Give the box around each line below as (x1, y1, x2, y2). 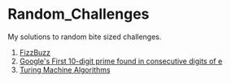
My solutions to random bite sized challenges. (7, 32, 162, 41)
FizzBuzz (19, 47, 50, 57)
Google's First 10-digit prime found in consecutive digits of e (19, 56, 223, 66)
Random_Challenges (7, 5, 150, 24)
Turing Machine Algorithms (19, 64, 111, 74)
